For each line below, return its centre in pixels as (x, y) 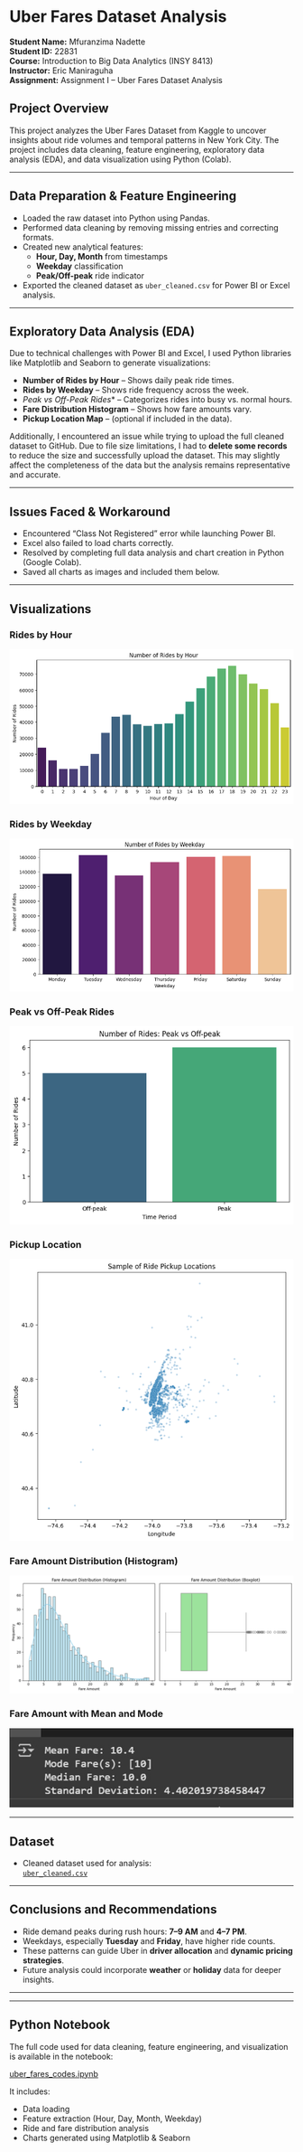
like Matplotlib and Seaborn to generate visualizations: (110, 363)
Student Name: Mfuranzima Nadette (78, 42)
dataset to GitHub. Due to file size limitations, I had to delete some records (148, 446)
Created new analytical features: (83, 247)
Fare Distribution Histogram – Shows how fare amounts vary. (137, 410)
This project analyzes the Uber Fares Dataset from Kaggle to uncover (138, 130)
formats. (38, 237)
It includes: (30, 2091)
